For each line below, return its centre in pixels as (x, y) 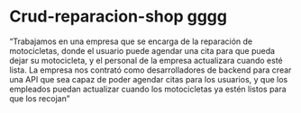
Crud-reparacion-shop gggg (119, 17)
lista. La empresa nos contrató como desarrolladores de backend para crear (150, 70)
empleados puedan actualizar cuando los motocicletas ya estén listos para (148, 89)
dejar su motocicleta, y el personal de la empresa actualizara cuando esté (146, 60)
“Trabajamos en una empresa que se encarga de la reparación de (131, 41)
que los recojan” (40, 98)
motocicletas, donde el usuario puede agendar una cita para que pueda (142, 50)
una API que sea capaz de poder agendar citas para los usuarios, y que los (149, 79)
